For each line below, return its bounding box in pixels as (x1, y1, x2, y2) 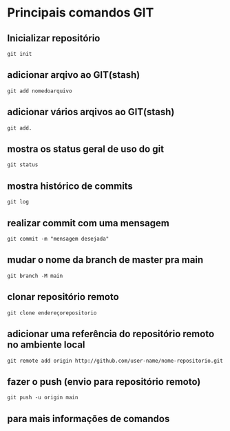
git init (7, 50, 32, 57)
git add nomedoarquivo (7, 88, 72, 94)
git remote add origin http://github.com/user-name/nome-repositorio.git (7, 357, 224, 364)
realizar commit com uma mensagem (7, 217, 170, 229)
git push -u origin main (7, 394, 79, 401)
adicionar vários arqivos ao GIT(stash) (7, 106, 175, 118)
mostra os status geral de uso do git (7, 143, 164, 155)
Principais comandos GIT (7, 5, 154, 21)
